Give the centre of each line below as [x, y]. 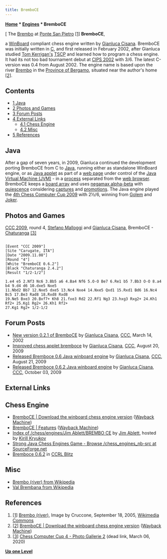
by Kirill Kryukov [29, 438]
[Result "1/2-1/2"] [25, 273]
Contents [20, 91]
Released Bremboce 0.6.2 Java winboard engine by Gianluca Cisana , [83, 367]
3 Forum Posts [27, 113]
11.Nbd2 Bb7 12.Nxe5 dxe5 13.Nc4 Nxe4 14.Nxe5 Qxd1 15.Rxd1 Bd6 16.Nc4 [81, 290]
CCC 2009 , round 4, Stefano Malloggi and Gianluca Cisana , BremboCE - [79, 227]
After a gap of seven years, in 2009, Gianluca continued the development [81, 162]
